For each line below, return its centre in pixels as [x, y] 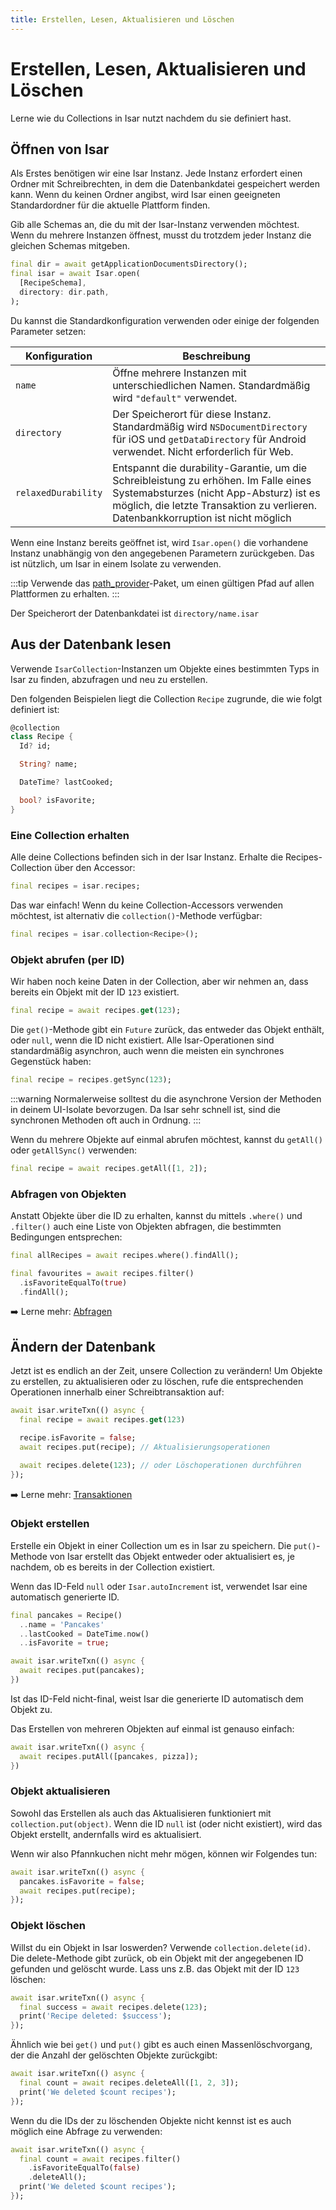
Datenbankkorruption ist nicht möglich [202, 518]
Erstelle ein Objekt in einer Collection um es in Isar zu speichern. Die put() [163, 1545]
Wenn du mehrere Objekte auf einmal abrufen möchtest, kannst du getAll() [166, 1139]
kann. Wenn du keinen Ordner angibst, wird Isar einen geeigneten [145, 195]
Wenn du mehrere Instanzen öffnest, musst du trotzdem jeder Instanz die [161, 235]
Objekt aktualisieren [60, 1791]
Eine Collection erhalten [70, 835]
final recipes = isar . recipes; [75, 886]
